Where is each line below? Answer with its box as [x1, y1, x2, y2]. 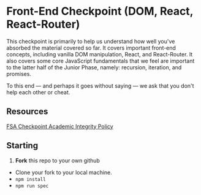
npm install [15, 176, 46, 182]
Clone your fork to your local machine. [15, 169, 112, 176]
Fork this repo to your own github [15, 156, 100, 164]
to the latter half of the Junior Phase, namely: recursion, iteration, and [6, 63, 182, 71]
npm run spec [15, 183, 49, 189]
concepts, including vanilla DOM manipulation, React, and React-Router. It [6, 50, 193, 58]
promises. [6, 70, 32, 77]
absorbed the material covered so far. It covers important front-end [6, 44, 176, 52]
